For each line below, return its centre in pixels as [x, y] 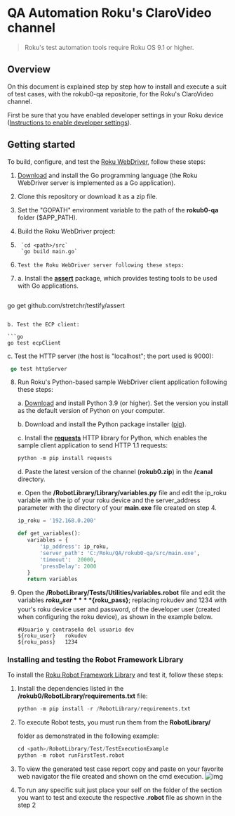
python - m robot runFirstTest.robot [71, 756]
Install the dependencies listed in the [70, 689]
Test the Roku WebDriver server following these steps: [101, 265]
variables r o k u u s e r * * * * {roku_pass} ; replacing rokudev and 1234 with [122, 601]
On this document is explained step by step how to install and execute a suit [117, 87]
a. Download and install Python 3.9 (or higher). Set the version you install [123, 403]
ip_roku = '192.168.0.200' [57, 521]
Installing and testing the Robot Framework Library [95, 659]
